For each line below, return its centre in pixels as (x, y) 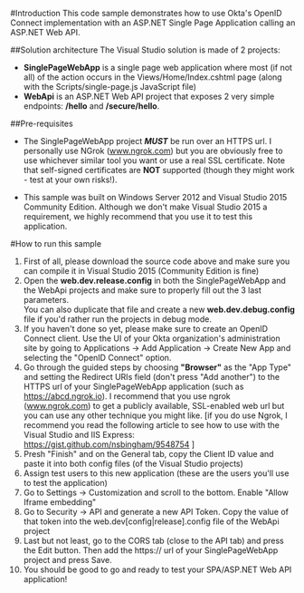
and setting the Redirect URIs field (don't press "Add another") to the (151, 377)
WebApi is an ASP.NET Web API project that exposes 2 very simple (149, 96)
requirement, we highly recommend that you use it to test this (138, 216)
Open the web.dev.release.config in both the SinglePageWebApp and (154, 281)
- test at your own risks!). (70, 180)
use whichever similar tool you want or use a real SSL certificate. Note (154, 160)
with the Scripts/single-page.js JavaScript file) (110, 87)
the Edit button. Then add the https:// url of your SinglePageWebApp (151, 550)
